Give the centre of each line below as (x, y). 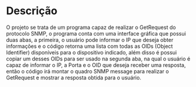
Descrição (32, 11)
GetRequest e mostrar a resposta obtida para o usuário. (74, 78)
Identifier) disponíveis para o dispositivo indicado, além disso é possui (92, 52)
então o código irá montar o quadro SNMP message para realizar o (88, 71)
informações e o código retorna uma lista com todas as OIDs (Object (89, 46)
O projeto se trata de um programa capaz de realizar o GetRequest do (91, 27)
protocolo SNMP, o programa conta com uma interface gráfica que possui (96, 33)
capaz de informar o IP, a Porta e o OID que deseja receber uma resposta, (96, 65)
